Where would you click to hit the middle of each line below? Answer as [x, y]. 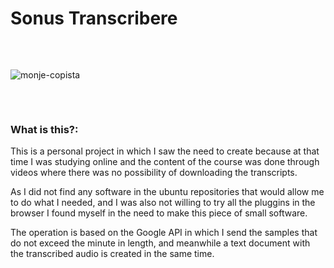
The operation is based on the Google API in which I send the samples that [164, 233]
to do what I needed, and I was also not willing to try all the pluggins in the [163, 203]
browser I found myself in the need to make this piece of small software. [159, 213]
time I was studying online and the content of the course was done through [165, 162]
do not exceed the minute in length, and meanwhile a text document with [160, 243]
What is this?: [44, 129]
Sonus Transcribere [94, 18]
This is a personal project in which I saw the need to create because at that [165, 151]
